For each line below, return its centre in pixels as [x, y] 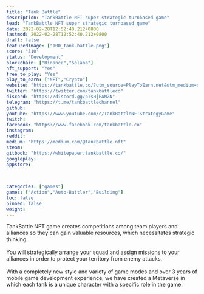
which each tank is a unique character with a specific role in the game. [95, 285]
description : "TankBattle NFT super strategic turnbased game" [88, 18]
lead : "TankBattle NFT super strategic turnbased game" [78, 23]
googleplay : [21, 159]
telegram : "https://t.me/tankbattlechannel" [63, 102]
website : [17, 86]
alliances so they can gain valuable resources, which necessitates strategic [100, 233]
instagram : [20, 131]
